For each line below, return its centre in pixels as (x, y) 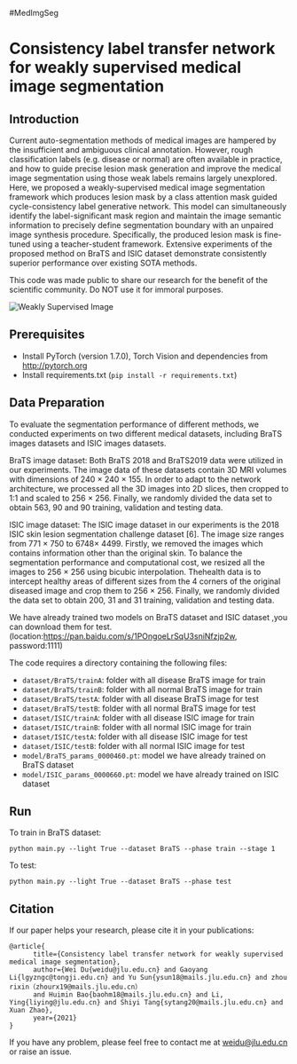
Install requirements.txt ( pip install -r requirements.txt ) (129, 374)
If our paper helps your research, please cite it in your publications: (132, 930)
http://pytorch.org (55, 365)
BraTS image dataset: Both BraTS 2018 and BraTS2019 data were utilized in (146, 460)
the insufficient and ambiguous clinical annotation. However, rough (131, 150)
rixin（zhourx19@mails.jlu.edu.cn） (75, 987)
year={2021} (55, 1018)
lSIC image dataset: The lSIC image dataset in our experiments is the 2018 (144, 524)
